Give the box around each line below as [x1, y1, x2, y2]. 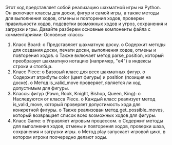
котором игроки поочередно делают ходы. [12, 134, 108, 140]
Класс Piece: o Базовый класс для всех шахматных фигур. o [12, 69, 145, 75]
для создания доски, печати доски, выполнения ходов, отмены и [12, 47, 157, 53]
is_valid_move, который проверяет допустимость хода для [12, 101, 141, 107]
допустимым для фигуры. [12, 85, 69, 91]
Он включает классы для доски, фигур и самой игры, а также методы [5, 10, 159, 16]
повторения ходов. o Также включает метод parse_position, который [12, 52, 164, 58]
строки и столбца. [12, 64, 53, 69]
